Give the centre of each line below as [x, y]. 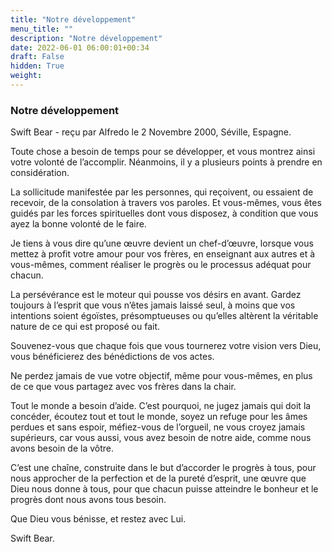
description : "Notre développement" [86, 38]
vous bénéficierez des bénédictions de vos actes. [112, 357]
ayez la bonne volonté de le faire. [78, 224]
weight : [26, 76]
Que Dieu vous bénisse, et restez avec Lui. [98, 519]
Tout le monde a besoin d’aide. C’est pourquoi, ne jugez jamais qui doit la [161, 406]
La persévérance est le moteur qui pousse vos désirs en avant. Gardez [156, 295]
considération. [40, 173]
